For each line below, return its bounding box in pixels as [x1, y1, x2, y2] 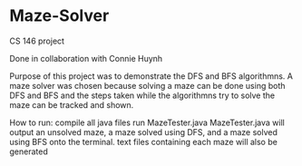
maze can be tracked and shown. [9, 99, 134, 110]
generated [9, 146, 48, 157]
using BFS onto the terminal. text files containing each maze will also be [9, 136, 278, 147]
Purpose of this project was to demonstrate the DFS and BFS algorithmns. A [9, 70, 293, 82]
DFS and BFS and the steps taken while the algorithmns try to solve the [9, 90, 275, 101]
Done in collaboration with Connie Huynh [9, 53, 163, 63]
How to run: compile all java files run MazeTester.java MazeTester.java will [9, 117, 286, 128]
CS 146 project [9, 35, 65, 46]
